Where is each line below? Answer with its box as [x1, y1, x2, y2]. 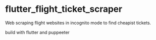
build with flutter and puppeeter [5, 29, 70, 35]
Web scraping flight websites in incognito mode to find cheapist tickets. [5, 20, 151, 26]
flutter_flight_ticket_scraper [5, 3, 122, 15]
